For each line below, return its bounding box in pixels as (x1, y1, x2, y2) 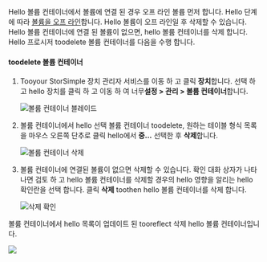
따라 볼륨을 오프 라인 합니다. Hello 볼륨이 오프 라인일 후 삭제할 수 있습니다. (16, 17, 247, 27)
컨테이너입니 (220, 219, 261, 229)
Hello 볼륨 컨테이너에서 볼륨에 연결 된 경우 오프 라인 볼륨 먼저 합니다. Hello (8, 7, 243, 16)
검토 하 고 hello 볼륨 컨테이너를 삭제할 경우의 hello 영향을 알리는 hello (34, 175, 253, 185)
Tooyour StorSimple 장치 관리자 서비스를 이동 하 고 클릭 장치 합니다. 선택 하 (19, 76, 257, 86)
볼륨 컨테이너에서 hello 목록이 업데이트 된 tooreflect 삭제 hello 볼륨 (8, 219, 220, 229)
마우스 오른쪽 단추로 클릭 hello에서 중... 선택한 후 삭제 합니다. (28, 131, 219, 141)
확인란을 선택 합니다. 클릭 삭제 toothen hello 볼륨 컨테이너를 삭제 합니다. (19, 185, 247, 194)
